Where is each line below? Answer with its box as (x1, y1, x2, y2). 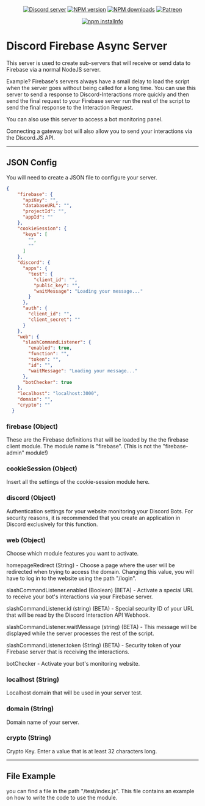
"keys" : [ (22, 231, 48, 237)
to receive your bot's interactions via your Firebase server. (6, 593, 153, 600)
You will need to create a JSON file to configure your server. (6, 173, 157, 181)
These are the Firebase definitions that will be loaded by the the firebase (6, 436, 189, 443)
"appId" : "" (22, 214, 53, 220)
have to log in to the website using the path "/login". (6, 574, 137, 582)
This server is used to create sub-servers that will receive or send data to (6, 59, 191, 67)
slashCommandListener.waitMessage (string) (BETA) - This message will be (6, 623, 197, 630)
